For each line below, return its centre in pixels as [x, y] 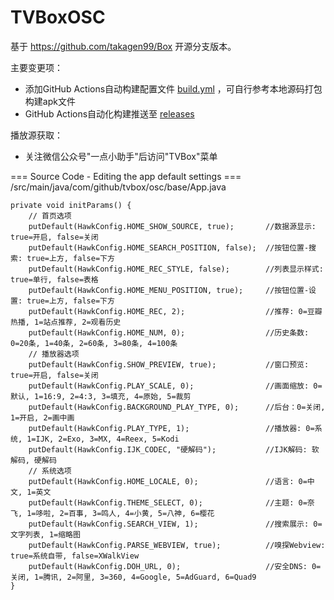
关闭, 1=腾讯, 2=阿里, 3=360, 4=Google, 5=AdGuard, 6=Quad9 [133, 577]
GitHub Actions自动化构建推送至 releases [109, 113]
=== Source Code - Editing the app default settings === [126, 176]
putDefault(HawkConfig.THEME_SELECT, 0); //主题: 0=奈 [171, 502]
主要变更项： [36, 67]
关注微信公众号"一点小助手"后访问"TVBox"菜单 [121, 156]
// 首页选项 [50, 216]
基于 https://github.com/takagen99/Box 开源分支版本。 [123, 46]
